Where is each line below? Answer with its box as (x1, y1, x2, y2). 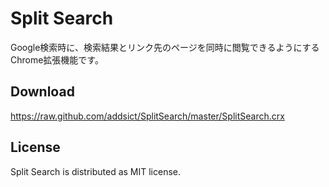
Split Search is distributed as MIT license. (10, 165, 182, 177)
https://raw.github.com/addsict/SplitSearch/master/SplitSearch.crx (10, 110, 285, 122)
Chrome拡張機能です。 (10, 53, 104, 66)
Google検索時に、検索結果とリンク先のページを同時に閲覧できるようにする (10, 41, 320, 53)
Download (10, 83, 75, 101)
